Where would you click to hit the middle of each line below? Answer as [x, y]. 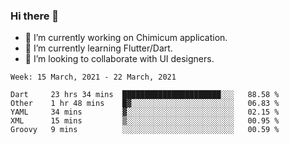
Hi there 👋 [35, 16]
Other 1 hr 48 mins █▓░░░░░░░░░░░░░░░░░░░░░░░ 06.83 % [145, 104]
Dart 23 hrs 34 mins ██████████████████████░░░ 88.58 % [145, 95]
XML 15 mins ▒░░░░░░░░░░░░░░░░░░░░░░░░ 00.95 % [145, 121]
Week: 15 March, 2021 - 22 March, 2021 [93, 77]
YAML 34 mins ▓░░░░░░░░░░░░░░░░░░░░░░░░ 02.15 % [145, 112]
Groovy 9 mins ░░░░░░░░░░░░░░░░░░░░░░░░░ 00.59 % [145, 130]
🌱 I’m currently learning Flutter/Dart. [98, 48]
